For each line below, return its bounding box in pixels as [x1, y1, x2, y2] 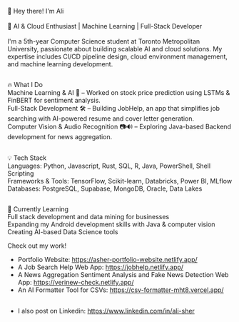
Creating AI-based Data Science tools [7, 228, 119, 236]
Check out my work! [7, 241, 67, 250]
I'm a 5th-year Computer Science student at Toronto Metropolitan [7, 37, 200, 46]
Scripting [7, 168, 34, 178]
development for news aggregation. [7, 133, 113, 141]
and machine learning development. [7, 60, 113, 68]
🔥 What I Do [7, 81, 43, 89]
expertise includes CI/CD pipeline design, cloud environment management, [7, 52, 228, 61]
